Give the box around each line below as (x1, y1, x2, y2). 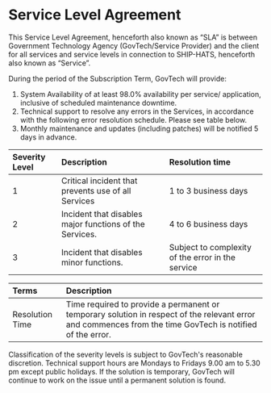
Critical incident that (60, 175, 138, 186)
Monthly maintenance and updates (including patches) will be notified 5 (19, 123, 259, 133)
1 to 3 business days (169, 185, 248, 196)
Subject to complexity (169, 241, 252, 253)
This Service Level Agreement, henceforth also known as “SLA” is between (8, 32, 258, 42)
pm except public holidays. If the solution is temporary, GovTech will (8, 366, 236, 376)
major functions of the (60, 218, 145, 229)
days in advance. (19, 132, 77, 142)
